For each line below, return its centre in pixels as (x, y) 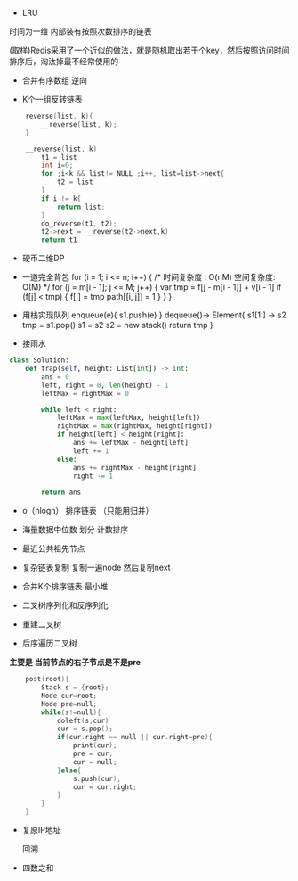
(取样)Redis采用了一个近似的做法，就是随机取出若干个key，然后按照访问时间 (149, 50)
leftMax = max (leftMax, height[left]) (129, 418)
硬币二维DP (43, 259)
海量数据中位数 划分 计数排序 (75, 530)
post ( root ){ (47, 679)
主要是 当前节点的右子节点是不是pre (75, 663)
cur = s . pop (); (85, 729)
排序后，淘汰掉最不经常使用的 (64, 61)
